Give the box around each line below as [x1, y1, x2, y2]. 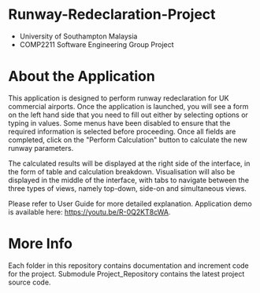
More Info [8, 235, 73, 253]
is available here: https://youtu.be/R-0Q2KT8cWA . [8, 207, 171, 217]
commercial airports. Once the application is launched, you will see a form [8, 101, 249, 111]
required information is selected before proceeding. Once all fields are [8, 126, 236, 136]
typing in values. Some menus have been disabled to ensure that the [8, 118, 231, 127]
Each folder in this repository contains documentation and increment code [8, 261, 250, 270]
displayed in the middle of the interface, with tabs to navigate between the [8, 175, 250, 185]
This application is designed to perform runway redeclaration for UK [8, 93, 229, 103]
